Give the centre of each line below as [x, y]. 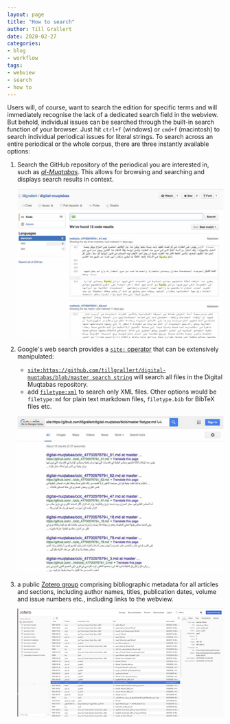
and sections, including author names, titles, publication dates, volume [117, 591]
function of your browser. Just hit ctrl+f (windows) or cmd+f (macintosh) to [114, 129]
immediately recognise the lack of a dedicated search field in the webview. [113, 115]
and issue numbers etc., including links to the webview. [95, 599]
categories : [24, 44]
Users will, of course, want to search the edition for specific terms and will [112, 107]
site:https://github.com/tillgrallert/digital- [96, 371]
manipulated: [35, 356]
